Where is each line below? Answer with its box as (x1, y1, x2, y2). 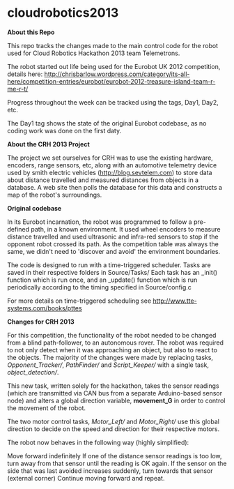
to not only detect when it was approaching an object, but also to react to (7, 345, 218, 354)
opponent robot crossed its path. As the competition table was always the (7, 239, 219, 248)
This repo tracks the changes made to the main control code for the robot (7, 41, 218, 50)
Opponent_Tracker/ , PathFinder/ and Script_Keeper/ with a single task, (7, 361, 210, 369)
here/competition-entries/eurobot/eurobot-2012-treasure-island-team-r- (7, 77, 216, 85)
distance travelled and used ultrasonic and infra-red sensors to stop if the (7, 232, 219, 241)
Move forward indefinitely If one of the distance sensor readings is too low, (7, 451, 222, 460)
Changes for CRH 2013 (7, 317, 75, 326)
